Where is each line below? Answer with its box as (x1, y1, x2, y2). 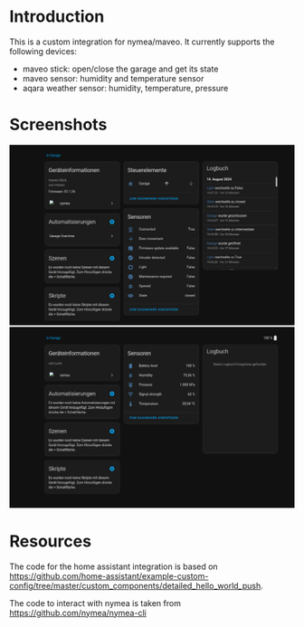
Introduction (9, 6, 105, 27)
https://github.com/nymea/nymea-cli (9, 607, 147, 618)
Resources (9, 531, 92, 551)
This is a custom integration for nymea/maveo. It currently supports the (9, 36, 275, 47)
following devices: (9, 45, 78, 56)
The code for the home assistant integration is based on (9, 561, 219, 572)
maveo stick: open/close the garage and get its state (22, 63, 219, 74)
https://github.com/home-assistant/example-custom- (9, 570, 209, 581)
